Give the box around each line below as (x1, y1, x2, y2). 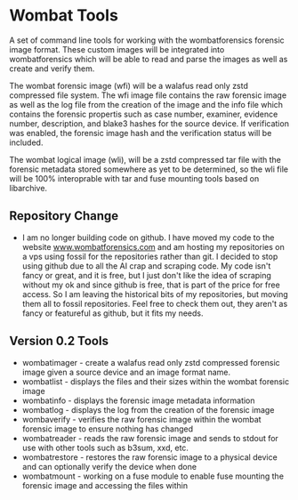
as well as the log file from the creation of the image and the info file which (9, 99, 283, 109)
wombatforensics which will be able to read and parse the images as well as (9, 53, 288, 64)
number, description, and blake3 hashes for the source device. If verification (9, 117, 289, 129)
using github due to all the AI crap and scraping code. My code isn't (21, 260, 271, 271)
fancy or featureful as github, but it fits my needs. (21, 308, 204, 319)
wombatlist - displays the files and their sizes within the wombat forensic (21, 375, 290, 387)
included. (9, 137, 44, 148)
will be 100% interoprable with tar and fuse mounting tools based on (9, 173, 260, 183)
